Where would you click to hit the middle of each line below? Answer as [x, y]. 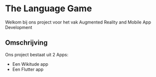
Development [19, 27]
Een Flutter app [28, 69]
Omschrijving [26, 43]
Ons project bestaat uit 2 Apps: [37, 54]
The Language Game [49, 9]
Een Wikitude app [30, 64]
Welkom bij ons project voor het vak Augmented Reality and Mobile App [78, 22]
